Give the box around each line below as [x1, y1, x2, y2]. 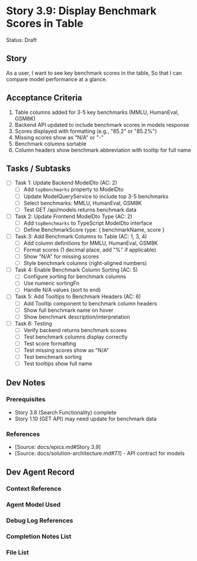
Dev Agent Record [6, 467, 75, 477]
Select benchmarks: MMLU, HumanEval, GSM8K [23, 199, 142, 206]
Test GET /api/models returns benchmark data [23, 206, 137, 213]
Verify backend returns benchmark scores [23, 326, 127, 333]
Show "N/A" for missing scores [23, 253, 99, 260]
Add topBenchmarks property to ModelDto [23, 186, 124, 193]
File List [6, 549, 29, 557]
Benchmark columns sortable [14, 140, 87, 147]
